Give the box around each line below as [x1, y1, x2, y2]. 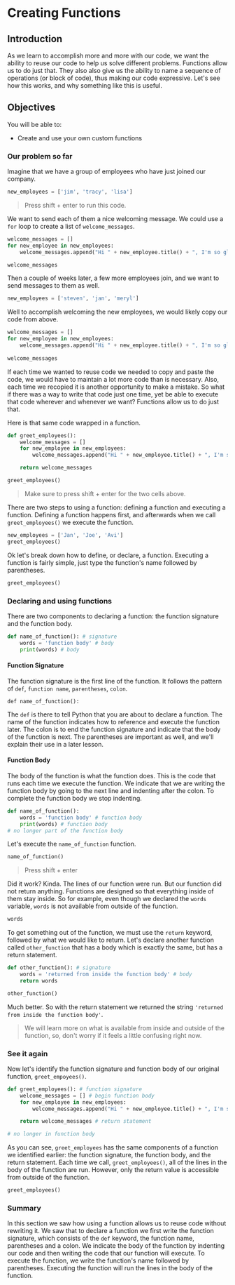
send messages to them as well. [7, 281, 100, 290]
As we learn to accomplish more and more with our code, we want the [7, 51, 210, 60]
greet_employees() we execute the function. [7, 518, 134, 526]
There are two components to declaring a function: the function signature [7, 612, 219, 620]
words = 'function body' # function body [20, 814, 142, 821]
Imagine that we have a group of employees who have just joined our [7, 167, 206, 176]
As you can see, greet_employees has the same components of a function [7, 1143, 219, 1152]
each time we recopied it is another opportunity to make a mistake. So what [7, 382, 225, 391]
